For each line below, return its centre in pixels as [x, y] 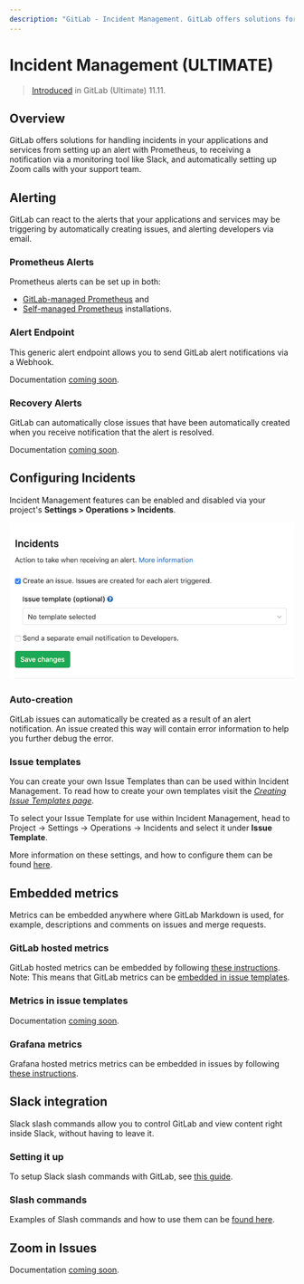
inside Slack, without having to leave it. [82, 1133]
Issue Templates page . [52, 800]
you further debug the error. [62, 739]
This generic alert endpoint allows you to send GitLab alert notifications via [149, 352]
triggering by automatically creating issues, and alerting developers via [142, 229]
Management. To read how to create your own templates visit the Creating [148, 791]
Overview [38, 118]
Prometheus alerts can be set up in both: [85, 282]
